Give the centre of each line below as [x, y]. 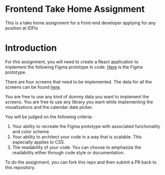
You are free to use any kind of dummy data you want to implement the [77, 96]
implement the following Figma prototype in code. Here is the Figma [74, 67]
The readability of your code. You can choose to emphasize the [77, 147]
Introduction [31, 48]
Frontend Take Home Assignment [75, 9]
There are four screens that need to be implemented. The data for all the [79, 82]
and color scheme [31, 131]
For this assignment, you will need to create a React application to [72, 62]
